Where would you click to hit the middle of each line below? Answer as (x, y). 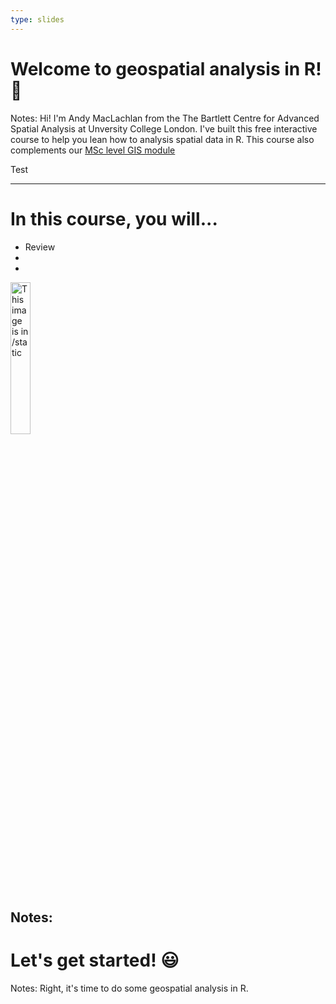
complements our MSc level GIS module (93, 150)
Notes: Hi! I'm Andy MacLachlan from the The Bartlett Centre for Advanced (165, 118)
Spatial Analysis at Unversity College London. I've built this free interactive (164, 128)
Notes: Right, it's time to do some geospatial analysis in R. (129, 988)
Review (40, 247)
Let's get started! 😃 (95, 960)
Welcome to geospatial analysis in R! (166, 68)
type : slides (37, 19)
